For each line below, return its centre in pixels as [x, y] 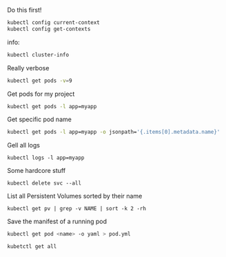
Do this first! [24, 10]
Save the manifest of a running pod [57, 222]
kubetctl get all [32, 247]
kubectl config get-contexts [49, 29]
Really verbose [28, 68]
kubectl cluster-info [38, 54]
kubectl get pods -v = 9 [40, 81]
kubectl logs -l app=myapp [46, 158]
